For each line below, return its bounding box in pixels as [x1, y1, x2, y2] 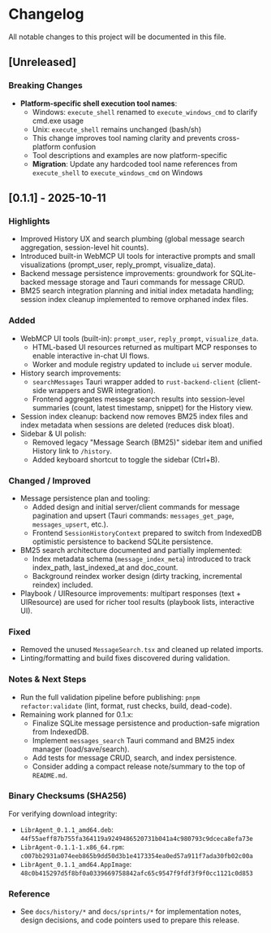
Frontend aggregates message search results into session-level [32, 394, 245, 404]
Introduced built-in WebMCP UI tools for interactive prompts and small [19, 252, 256, 261]
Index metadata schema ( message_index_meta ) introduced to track [32, 554, 252, 563]
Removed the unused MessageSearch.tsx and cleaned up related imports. [19, 645, 264, 655]
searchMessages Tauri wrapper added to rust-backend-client [32, 376, 235, 387]
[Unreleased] [8, 55, 77, 69]
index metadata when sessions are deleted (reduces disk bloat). [19, 420, 235, 430]
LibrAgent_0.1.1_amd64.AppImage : [19, 859, 132, 869]
